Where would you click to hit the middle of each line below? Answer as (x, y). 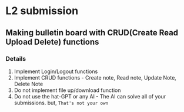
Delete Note (29, 84)
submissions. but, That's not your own (61, 103)
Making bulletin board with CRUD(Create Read (92, 33)
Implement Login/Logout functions (56, 71)
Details (16, 58)
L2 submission (42, 11)
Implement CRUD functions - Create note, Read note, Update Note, (95, 77)
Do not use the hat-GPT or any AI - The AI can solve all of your (90, 96)
